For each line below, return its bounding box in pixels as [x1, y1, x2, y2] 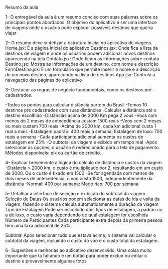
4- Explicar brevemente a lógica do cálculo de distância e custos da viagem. [5, 160, 163, 165]
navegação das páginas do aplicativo [5, 77, 82, 83]
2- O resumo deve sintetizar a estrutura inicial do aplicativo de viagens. [5, 40, 152, 46]
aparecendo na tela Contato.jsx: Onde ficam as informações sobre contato [5, 56, 159, 62]
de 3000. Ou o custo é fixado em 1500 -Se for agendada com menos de [5, 170, 154, 176]
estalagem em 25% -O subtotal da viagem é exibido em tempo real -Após [5, 139, 157, 145]
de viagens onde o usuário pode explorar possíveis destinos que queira [5, 25, 153, 31]
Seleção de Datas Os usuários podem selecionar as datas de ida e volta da [5, 196, 160, 202]
